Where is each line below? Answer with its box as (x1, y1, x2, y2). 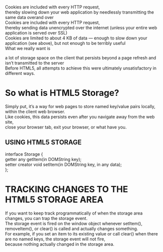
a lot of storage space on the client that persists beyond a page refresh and (5, 55, 157, 60)
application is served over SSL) (5, 30, 68, 36)
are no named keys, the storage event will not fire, (5, 236, 106, 242)
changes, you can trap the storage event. (5, 215, 88, 221)
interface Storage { (5, 151, 43, 157)
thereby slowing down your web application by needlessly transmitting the (5, 9, 154, 15)
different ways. (5, 71, 35, 76)
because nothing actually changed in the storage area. (5, 241, 114, 247)
